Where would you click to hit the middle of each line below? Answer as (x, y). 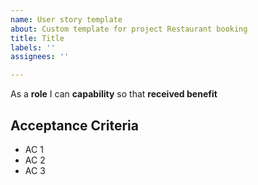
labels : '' (33, 47)
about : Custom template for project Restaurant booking (129, 29)
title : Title (37, 38)
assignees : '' (40, 57)
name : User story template (66, 19)
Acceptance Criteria (74, 125)
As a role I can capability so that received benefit (114, 94)
